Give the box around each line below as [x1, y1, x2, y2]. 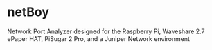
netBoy [7, 4, 50, 20]
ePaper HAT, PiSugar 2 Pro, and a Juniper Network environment [7, 34, 191, 42]
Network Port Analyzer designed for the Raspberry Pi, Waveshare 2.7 [7, 27, 205, 35]
